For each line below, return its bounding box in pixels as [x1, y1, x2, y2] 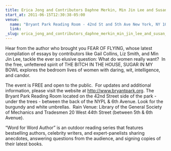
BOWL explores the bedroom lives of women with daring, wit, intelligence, [5, 67, 160, 73]
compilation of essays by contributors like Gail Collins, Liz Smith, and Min [5, 51, 159, 57]
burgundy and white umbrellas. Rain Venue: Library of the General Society [5, 104, 162, 110]
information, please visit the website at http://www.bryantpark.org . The [5, 88, 154, 93]
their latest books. [5, 141, 43, 147]
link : [10, 27, 22, 32]
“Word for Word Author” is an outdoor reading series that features [5, 124, 144, 131]
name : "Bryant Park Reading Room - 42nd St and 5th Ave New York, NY [10, 21, 160, 27]
